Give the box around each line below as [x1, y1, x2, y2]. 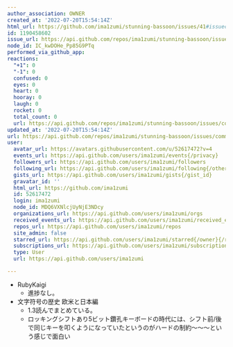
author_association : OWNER [7, 10, 85, 17]
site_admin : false [13, 230, 67, 237]
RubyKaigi [17, 280, 46, 289]
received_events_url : [13, 217, 76, 223]
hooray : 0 [13, 94, 42, 101]
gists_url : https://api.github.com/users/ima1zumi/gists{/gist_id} [13, 171, 213, 178]
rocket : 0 [13, 107, 42, 114]
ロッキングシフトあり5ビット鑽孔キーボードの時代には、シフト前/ [27, 314, 216, 323]
